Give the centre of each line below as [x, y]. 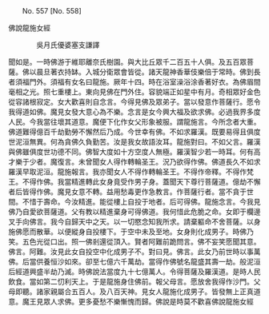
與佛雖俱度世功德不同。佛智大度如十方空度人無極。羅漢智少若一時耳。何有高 [134, 152]
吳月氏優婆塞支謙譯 [68, 45]
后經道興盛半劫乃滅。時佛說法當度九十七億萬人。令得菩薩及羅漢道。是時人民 [134, 272]
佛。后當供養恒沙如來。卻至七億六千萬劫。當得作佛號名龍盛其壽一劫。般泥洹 [134, 262]
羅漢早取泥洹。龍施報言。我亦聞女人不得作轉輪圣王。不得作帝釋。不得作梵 [131, 172]
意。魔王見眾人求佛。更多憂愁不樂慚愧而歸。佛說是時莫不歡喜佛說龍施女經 [131, 302]
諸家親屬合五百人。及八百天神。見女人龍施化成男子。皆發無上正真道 [148, 292]
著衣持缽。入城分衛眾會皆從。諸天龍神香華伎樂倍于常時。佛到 [152, 72]
